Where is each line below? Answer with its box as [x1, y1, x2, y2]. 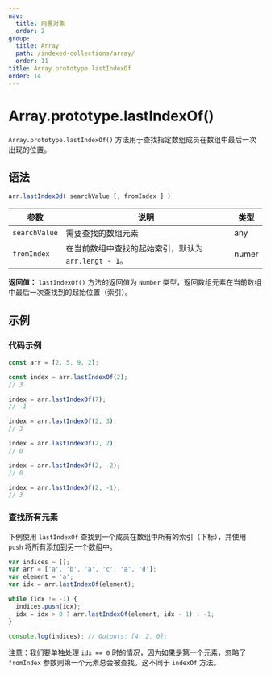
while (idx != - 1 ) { [8, 595, 78, 603]
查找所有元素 [8, 512, 59, 523]
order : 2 [15, 27, 45, 35]
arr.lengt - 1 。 [65, 255, 128, 267]
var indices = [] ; [8, 558, 70, 566]
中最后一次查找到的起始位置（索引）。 [8, 288, 132, 297]
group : [8, 34, 31, 43]
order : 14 [8, 72, 42, 80]
